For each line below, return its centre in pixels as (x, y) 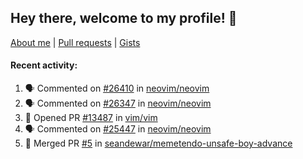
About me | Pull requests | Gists (75, 42)
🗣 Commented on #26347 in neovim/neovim (118, 103)
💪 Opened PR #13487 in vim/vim (91, 118)
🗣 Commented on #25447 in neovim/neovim (118, 129)
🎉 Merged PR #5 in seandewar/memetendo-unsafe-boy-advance (158, 143)
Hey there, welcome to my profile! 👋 (124, 18)
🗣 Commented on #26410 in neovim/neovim (117, 88)
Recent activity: (44, 65)
